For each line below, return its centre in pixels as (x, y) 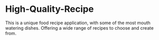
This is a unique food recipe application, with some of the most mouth (78, 23)
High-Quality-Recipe (50, 9)
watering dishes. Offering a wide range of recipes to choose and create (79, 28)
